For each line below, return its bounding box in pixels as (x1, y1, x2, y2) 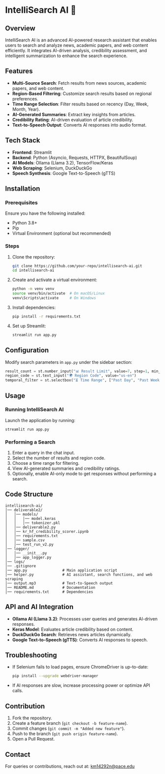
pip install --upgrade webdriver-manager (12, 674, 99, 678)
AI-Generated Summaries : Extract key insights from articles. (12, 111, 136, 117)
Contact (5, 750, 30, 759)
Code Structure (5, 490, 53, 499)
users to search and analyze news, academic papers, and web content (5, 42, 148, 48)
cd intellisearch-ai (12, 268, 55, 273)
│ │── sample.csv (5, 538, 45, 543)
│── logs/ (5, 559, 26, 564)
